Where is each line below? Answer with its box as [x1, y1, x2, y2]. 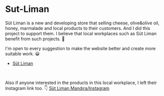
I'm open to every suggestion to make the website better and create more [5, 45, 156, 51]
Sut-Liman [5, 3, 50, 15]
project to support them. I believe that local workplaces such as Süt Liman [5, 30, 157, 36]
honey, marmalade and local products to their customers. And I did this [5, 25, 151, 31]
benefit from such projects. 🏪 [5, 36, 65, 42]
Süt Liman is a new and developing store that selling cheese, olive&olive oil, [5, 20, 160, 26]
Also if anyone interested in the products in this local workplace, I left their [5, 80, 157, 86]
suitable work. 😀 [5, 51, 40, 57]
